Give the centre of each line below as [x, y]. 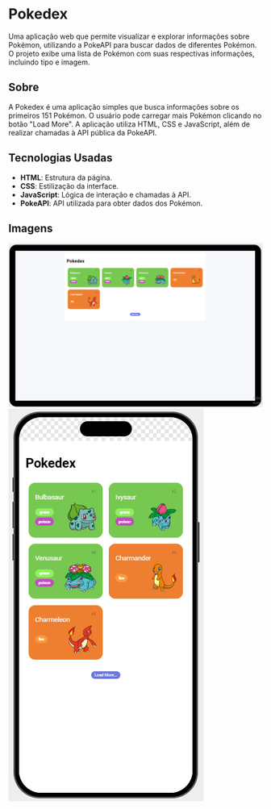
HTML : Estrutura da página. [66, 177]
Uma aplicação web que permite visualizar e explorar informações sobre [129, 36]
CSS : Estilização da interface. [69, 186]
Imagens [31, 228]
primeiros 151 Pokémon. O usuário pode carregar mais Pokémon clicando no [135, 115]
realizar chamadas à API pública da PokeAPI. [83, 132]
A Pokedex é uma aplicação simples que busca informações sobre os [124, 106]
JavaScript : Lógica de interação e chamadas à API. [106, 194]
